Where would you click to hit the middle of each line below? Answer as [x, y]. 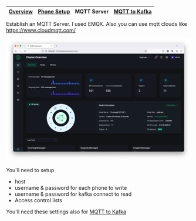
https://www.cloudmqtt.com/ [41, 30]
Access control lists [38, 200]
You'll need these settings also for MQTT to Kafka [66, 212]
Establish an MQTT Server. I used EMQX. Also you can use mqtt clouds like [97, 24]
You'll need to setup [30, 170]
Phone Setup [54, 11]
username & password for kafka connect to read [73, 194]
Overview [21, 11]
